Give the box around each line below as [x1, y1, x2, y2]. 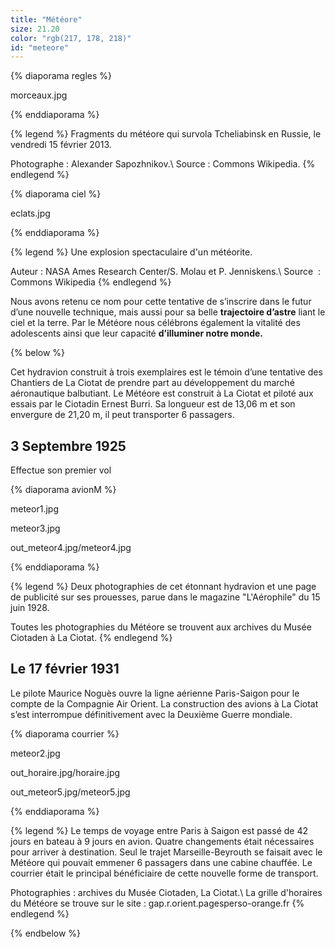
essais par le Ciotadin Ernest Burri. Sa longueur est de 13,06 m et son [10, 398, 296, 410]
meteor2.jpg [10, 747, 61, 759]
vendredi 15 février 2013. [10, 139, 112, 151]
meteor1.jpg [10, 503, 59, 515]
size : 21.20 [10, 24, 60, 34]
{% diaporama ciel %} [10, 188, 102, 200]
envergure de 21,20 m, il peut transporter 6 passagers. [10, 409, 235, 421]
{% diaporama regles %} [10, 70, 113, 82]
